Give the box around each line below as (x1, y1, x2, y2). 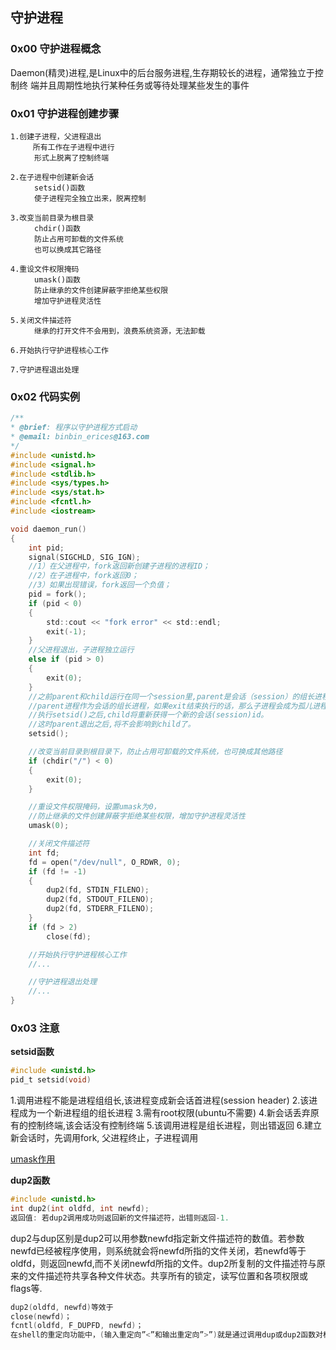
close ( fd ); (46, 931, 92, 942)
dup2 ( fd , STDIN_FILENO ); (46, 885, 150, 895)
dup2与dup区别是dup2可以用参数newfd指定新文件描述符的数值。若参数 (10, 1232, 305, 1244)
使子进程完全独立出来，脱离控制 (34, 193, 147, 203)
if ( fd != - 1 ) (28, 866, 87, 877)
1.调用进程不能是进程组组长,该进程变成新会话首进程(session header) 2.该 (10, 1094, 310, 1107)
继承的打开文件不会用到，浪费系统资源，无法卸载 (34, 326, 206, 336)
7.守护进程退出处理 (10, 364, 80, 375)
